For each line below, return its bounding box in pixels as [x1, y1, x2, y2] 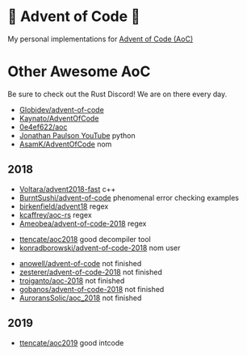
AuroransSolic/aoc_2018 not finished [19, 293, 142, 303]
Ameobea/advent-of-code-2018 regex [19, 218, 147, 228]
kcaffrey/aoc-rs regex [19, 210, 92, 219]
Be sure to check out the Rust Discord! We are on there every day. [7, 89, 228, 99]
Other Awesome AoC [7, 62, 151, 81]
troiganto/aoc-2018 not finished [19, 275, 125, 286]
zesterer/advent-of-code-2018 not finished [19, 267, 163, 277]
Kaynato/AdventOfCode [19, 113, 99, 123]
